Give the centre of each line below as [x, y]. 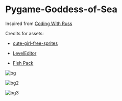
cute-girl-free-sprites [35, 43]
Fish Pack [23, 63]
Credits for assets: [25, 33]
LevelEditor [25, 53]
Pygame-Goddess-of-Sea [61, 9]
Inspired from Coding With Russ [39, 23]
